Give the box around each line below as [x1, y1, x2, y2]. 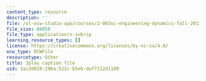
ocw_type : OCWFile [6, 49, 53, 55]
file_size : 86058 [6, 26, 51, 32]
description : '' [6, 15, 48, 21]
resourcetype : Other [6, 54, 59, 60]
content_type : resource [6, 9, 67, 15]
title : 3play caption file [6, 60, 75, 66]
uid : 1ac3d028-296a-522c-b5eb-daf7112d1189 [6, 65, 120, 72]
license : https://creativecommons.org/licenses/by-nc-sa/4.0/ [6, 43, 169, 49]
